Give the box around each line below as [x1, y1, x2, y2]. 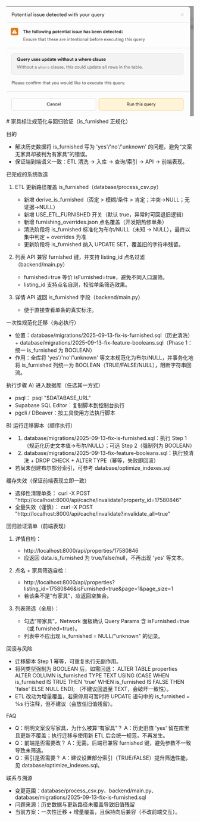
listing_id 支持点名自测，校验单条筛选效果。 [23, 281, 131, 289]
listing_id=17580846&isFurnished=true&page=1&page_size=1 [23, 585, 174, 593]
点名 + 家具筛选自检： [14, 567, 68, 574]
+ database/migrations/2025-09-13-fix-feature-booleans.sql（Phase [14, 339, 185, 346]
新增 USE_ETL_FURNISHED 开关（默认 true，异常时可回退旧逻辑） [23, 211, 187, 218]
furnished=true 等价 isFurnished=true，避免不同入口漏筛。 [23, 274, 168, 281]
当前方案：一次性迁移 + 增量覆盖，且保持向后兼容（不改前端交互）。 [14, 808, 180, 816]
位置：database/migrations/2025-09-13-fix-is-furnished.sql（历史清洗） [14, 332, 193, 339]
